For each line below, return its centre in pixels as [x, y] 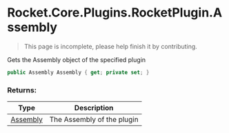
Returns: [22, 90]
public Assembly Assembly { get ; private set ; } [78, 72]
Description [94, 108]
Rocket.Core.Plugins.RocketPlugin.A [115, 13]
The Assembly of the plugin [94, 120]
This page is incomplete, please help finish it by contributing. [111, 46]
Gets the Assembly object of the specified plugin [77, 59]
